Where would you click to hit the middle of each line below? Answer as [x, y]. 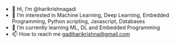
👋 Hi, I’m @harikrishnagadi [44, 9]
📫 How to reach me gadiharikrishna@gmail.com [71, 34]
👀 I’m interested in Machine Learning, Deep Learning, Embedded [90, 15]
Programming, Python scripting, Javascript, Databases [78, 21]
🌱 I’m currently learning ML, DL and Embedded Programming [86, 27]
